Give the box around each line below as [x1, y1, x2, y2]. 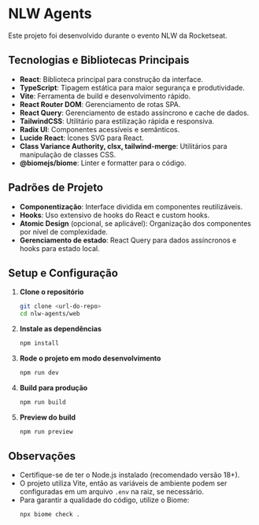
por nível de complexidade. [19, 227, 109, 236]
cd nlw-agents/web [19, 310, 80, 318]
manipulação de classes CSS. [19, 150, 117, 159]
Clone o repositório [19, 287, 84, 297]
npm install [19, 339, 59, 347]
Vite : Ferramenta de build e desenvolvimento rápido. [19, 91, 191, 101]
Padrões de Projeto [8, 181, 104, 194]
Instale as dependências [19, 324, 102, 334]
